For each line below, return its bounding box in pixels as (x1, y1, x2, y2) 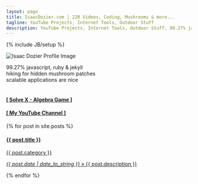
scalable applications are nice (6, 76, 78, 83)
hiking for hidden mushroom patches (6, 70, 96, 77)
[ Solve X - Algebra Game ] (6, 96, 72, 103)
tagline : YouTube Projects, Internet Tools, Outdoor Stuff (6, 19, 154, 25)
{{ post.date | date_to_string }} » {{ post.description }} (6, 160, 137, 168)
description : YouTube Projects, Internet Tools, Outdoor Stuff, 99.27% (6, 25, 186, 31)
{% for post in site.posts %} (6, 123, 74, 130)
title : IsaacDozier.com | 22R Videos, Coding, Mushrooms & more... (6, 14, 176, 20)
